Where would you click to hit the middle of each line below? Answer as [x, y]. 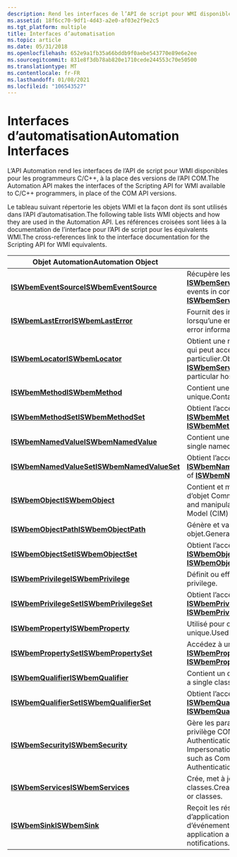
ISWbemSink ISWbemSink [55, 826]
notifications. [208, 844]
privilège [201, 732]
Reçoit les [203, 808]
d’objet [198, 496]
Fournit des [205, 312]
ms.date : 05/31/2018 [38, 47]
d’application [208, 817]
